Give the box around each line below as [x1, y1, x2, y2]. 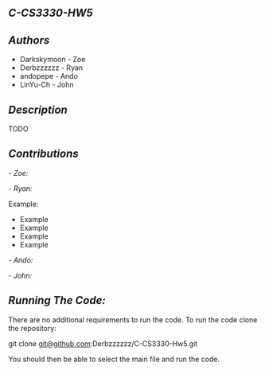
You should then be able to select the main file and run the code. [8, 354, 220, 364]
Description [8, 103, 68, 116]
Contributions [8, 147, 80, 161]
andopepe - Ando [19, 72, 78, 81]
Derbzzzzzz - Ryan [19, 63, 84, 72]
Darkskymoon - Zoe [19, 55, 86, 64]
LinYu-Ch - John [19, 80, 74, 90]
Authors [8, 33, 50, 47]
